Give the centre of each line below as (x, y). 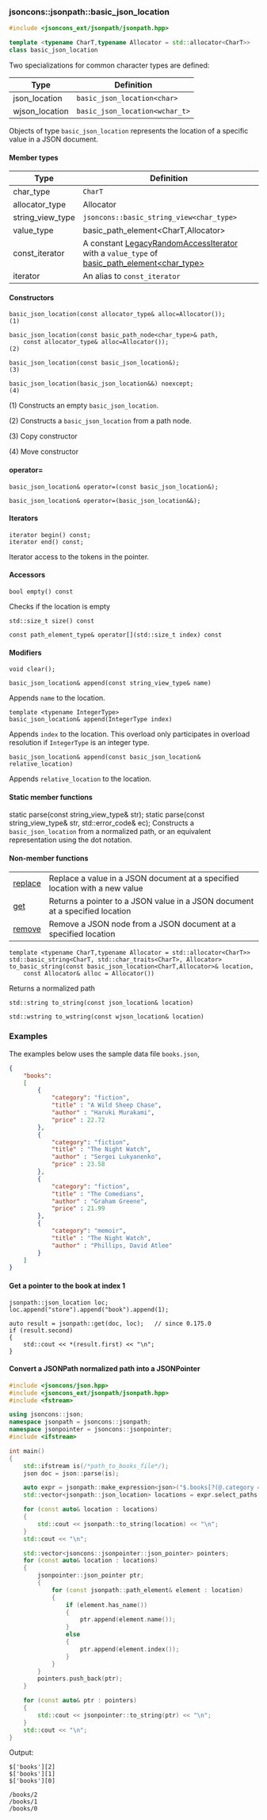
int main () (27, 1451)
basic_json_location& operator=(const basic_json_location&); (114, 487)
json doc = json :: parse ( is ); (71, 1473)
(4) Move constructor (44, 452)
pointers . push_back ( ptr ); (80, 1679)
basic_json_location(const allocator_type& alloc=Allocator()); (117, 315)
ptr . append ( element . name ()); (128, 1620)
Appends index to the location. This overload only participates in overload (130, 734)
